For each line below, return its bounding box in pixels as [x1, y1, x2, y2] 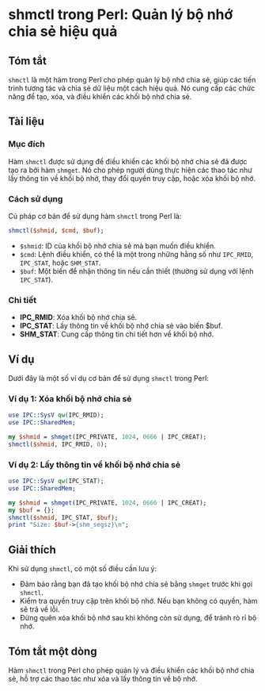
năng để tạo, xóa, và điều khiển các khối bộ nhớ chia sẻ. [8, 92, 192, 101]
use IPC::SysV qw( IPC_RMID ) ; [8, 411, 104, 420]
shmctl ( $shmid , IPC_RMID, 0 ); [8, 440, 108, 448]
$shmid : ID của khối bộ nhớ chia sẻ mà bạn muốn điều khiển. [19, 240, 216, 251]
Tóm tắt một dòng [8, 644, 97, 658]
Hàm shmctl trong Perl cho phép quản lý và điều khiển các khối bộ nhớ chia [8, 665, 255, 675]
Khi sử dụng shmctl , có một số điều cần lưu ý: [8, 564, 157, 574]
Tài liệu [8, 115, 45, 129]
